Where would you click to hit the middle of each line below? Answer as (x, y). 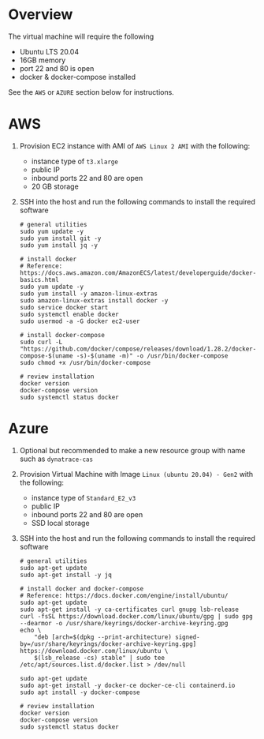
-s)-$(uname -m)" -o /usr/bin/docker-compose (152, 356)
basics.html (39, 279)
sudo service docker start (64, 307)
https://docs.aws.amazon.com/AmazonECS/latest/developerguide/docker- (138, 273)
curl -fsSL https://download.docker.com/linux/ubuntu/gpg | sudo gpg (136, 616)
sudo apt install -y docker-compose (80, 692)
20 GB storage (55, 186)
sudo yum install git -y (60, 238)
